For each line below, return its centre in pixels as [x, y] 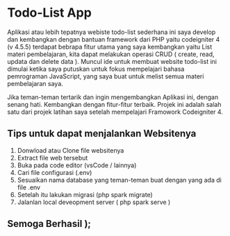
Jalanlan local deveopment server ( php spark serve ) [94, 202]
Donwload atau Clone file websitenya [71, 150]
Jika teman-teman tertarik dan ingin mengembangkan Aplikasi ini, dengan [113, 97]
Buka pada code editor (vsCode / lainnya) [77, 165]
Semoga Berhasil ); [49, 224]
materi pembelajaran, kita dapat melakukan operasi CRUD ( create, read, [111, 54]
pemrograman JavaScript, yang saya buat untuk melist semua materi [106, 76]
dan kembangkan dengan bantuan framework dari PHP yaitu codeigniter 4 [114, 39]
